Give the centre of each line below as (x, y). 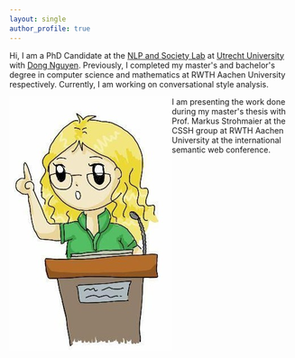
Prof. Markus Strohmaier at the (229, 121)
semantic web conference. (221, 150)
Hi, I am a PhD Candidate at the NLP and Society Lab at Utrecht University (147, 55)
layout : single (38, 19)
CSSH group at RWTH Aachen (228, 130)
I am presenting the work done (229, 101)
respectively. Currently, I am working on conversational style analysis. (139, 84)
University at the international (226, 140)
